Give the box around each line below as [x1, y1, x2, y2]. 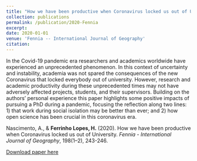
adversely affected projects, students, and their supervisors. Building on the [6, 88, 189, 95]
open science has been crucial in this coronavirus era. [6, 113, 137, 120]
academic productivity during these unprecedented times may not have [6, 82, 179, 89]
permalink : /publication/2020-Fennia [6, 19, 98, 25]
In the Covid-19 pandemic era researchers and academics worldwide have [6, 57, 186, 64]
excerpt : [6, 25, 28, 31]
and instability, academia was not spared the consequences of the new [6, 70, 178, 77]
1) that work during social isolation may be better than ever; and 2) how [6, 107, 178, 114]
